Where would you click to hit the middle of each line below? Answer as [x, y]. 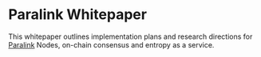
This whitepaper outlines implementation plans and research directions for [130, 36]
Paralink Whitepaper [78, 15]
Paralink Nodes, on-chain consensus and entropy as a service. [111, 44]
